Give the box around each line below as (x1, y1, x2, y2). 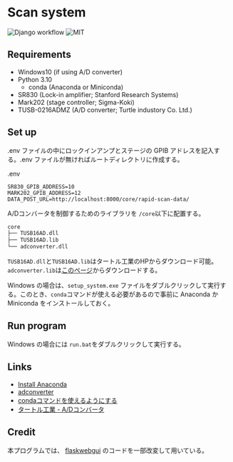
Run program (7, 320, 66, 332)
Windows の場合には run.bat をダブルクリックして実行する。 (7, 340, 185, 348)
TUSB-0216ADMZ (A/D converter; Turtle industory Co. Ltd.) (17, 105, 192, 114)
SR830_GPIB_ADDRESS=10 (7, 183, 75, 190)
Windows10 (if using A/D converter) (17, 67, 123, 76)
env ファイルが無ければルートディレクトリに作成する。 (21, 155, 184, 164)
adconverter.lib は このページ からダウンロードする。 (7, 266, 162, 275)
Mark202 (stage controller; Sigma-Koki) (17, 98, 135, 106)
